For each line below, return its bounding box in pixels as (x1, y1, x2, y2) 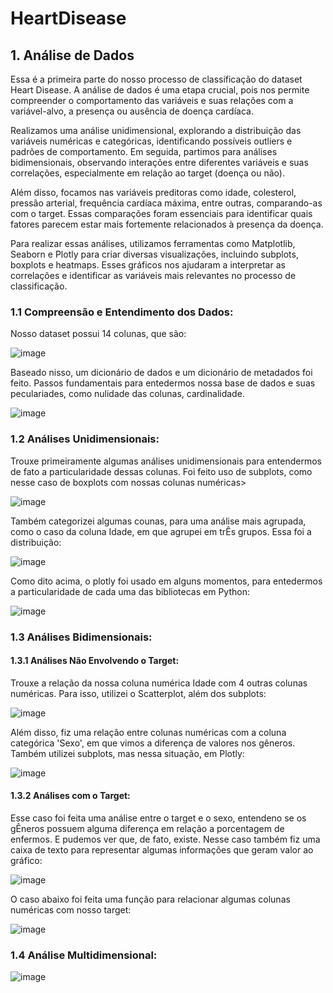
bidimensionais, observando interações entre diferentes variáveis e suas (10, 157, 309, 168)
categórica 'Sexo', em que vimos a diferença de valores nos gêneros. (10, 737, 296, 749)
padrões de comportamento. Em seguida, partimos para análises (10, 146, 278, 157)
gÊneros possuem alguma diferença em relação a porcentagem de (10, 822, 285, 834)
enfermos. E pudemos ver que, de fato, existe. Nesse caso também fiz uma (10, 833, 321, 845)
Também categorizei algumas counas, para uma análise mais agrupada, (10, 515, 307, 527)
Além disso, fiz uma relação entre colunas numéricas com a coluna (10, 726, 287, 738)
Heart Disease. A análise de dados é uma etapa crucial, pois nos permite (10, 84, 310, 96)
